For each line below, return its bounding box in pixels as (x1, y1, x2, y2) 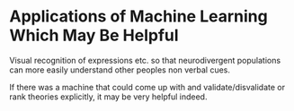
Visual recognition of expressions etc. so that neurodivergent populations (9, 55, 281, 65)
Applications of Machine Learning (9, 6, 268, 27)
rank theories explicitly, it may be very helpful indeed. (9, 91, 208, 102)
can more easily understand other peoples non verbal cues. (9, 64, 231, 75)
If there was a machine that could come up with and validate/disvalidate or (9, 81, 286, 92)
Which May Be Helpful (9, 25, 179, 46)
